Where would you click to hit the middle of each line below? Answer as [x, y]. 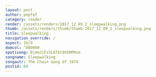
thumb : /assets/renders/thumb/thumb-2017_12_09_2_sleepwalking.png [78, 29]
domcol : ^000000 [22, 48]
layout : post [19, 10]
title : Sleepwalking [27, 33]
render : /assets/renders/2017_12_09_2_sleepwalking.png [66, 24]
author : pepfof [21, 15]
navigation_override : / [30, 38]
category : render [24, 19]
